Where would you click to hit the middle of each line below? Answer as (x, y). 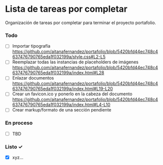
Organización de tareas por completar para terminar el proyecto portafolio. (81, 23)
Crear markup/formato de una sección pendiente (62, 110)
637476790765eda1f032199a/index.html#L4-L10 (61, 105)
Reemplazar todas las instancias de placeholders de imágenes (75, 62)
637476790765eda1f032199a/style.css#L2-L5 (59, 57)
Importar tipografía (31, 46)
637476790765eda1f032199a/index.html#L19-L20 (62, 89)
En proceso (19, 123)
